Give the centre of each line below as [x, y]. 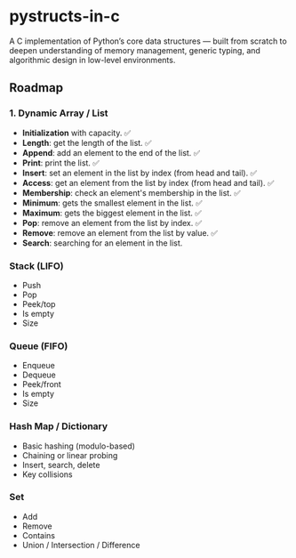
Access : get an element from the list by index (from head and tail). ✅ [148, 182]
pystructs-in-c [64, 16]
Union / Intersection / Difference [81, 545]
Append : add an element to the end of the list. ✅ [111, 152]
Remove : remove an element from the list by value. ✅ [120, 232]
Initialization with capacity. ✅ [76, 133]
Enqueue [38, 366]
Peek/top [39, 303]
